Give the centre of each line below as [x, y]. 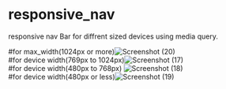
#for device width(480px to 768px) [65, 68]
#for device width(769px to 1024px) [66, 60]
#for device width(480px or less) [62, 76]
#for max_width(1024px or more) [62, 51]
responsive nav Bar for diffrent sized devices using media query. [113, 36]
